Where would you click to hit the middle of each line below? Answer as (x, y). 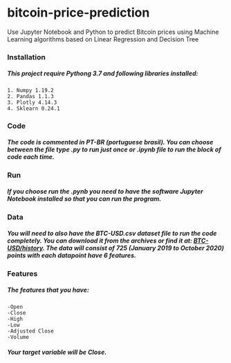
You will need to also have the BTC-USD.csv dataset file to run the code (112, 234)
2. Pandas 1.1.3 (30, 96)
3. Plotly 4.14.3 (32, 102)
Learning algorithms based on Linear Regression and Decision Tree (103, 39)
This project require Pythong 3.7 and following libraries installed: (103, 73)
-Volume (18, 337)
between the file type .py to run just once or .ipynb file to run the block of (114, 149)
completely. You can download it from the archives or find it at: (100, 241)
